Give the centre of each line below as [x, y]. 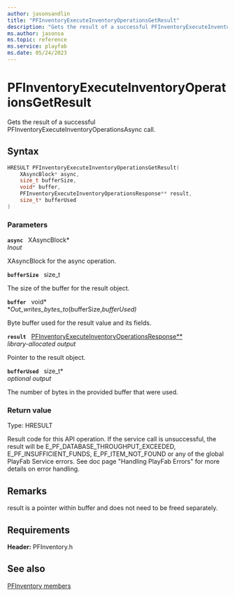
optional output [29, 379]
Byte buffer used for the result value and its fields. [79, 323]
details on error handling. [43, 469]
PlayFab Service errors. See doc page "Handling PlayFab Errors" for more [114, 462]
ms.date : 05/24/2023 [37, 53]
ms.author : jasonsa [36, 33]
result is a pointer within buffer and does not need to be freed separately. [113, 508]
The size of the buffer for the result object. [69, 288]
